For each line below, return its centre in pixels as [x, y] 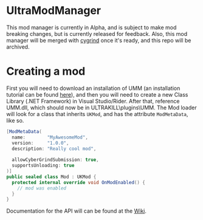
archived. [18, 47]
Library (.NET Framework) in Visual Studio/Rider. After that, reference [93, 101]
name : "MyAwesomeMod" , [50, 137]
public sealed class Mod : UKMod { [51, 177]
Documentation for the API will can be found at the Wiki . [77, 211]
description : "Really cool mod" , [54, 149]
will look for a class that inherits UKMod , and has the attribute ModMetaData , [97, 114]
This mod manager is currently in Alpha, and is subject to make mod [91, 27]
